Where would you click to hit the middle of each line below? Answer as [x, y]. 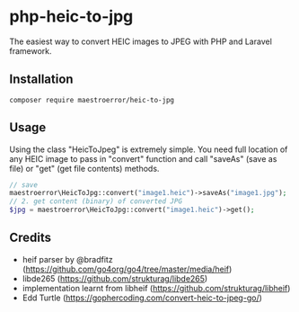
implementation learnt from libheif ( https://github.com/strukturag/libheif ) [156, 288]
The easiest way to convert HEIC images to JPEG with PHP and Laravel [141, 41]
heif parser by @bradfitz [68, 259]
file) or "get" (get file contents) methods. [84, 168]
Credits [31, 238]
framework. [31, 50]
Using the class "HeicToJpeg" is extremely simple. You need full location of [149, 149]
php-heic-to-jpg [71, 17]
